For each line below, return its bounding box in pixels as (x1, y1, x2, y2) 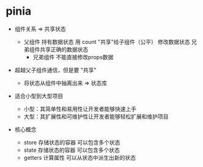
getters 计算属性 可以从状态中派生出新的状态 (23, 154, 136, 161)
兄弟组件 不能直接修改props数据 (32, 53, 114, 60)
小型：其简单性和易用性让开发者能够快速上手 (23, 105, 137, 112)
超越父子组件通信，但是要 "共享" (14, 66, 97, 74)
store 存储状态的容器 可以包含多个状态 (23, 138, 120, 146)
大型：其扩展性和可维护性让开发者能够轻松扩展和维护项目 (23, 113, 169, 120)
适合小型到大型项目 (14, 92, 64, 99)
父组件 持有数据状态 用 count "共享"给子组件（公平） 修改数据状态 (23, 38, 190, 45)
